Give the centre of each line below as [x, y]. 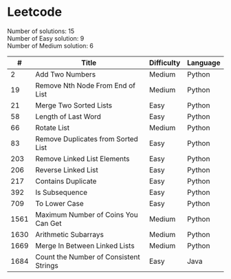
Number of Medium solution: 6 [51, 45]
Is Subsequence [62, 192]
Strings [47, 265]
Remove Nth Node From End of [86, 85]
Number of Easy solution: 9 [46, 38]
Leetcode [35, 12]
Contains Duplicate [66, 181]
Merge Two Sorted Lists [74, 105]
